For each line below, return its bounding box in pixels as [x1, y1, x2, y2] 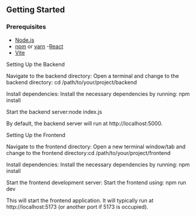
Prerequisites [6, 23, 46, 31]
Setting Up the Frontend [6, 131, 66, 138]
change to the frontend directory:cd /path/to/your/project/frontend [6, 149, 171, 156]
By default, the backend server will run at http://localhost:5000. [6, 120, 163, 127]
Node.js [14, 36, 35, 44]
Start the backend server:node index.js [6, 108, 102, 115]
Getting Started [6, 5, 65, 15]
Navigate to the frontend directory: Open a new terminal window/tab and [6, 143, 186, 150]
